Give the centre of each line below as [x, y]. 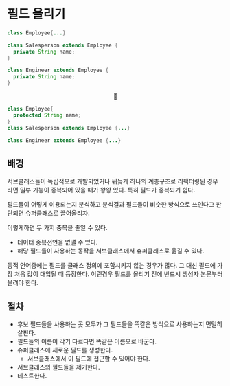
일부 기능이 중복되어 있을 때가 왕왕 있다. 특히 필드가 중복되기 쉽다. [107, 190]
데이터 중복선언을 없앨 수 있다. [57, 242]
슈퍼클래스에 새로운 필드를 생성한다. [65, 350]
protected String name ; [47, 115]
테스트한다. [32, 376]
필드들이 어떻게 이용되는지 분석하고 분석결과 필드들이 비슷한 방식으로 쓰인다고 [111, 205]
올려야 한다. [23, 283]
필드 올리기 [36, 14]
